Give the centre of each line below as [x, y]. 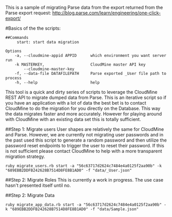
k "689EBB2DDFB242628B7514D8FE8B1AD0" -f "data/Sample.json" [72, 209]
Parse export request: [28, 13]
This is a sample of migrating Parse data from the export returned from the [84, 7]
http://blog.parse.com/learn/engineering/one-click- [107, 13]
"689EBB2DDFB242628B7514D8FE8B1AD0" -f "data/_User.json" [69, 170]
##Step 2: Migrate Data [30, 195]
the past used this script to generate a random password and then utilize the [86, 140]
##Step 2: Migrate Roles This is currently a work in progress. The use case [84, 180]
